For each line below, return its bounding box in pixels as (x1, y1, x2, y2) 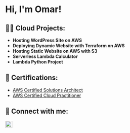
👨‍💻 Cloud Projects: (5, 24, 66, 32)
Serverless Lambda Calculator (12, 53, 78, 59)
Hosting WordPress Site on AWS (12, 37, 82, 43)
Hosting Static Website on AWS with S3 (12, 48, 98, 54)
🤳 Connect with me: (5, 107, 68, 116)
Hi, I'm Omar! (5, 4, 62, 15)
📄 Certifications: (5, 74, 58, 82)
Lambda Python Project (12, 59, 63, 64)
